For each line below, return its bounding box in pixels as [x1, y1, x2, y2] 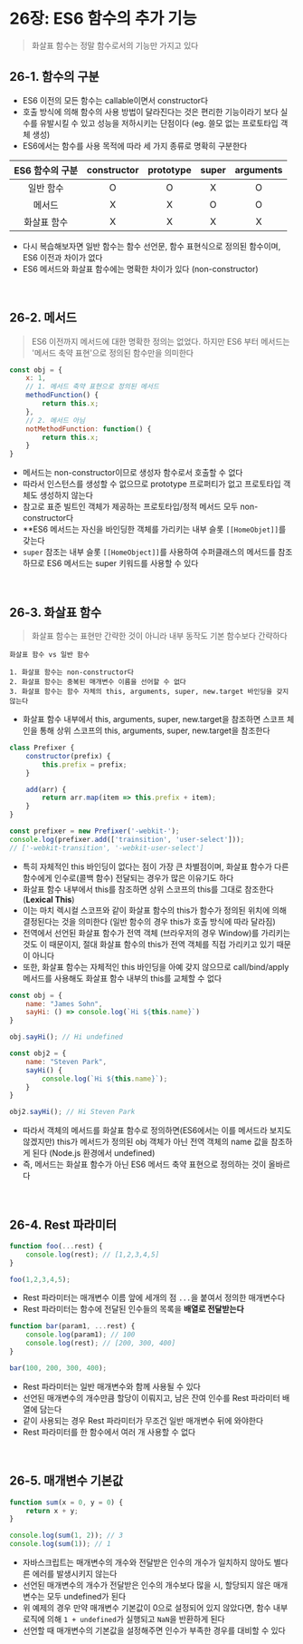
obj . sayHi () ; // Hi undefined [9, 1032, 124, 1042]
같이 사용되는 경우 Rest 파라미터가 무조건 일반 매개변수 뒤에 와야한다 [22, 1414, 264, 1425]
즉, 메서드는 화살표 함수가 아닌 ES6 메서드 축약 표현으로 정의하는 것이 [22, 1159, 267, 1170]
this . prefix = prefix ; [42, 759, 128, 769]
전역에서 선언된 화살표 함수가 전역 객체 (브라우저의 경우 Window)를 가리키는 [22, 927, 291, 938]
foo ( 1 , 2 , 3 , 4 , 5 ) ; [9, 1275, 71, 1284]
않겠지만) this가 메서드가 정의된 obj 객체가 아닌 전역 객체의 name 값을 [22, 1136, 269, 1148]
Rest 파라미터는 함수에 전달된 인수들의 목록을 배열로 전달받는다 [22, 1304, 244, 1315]
